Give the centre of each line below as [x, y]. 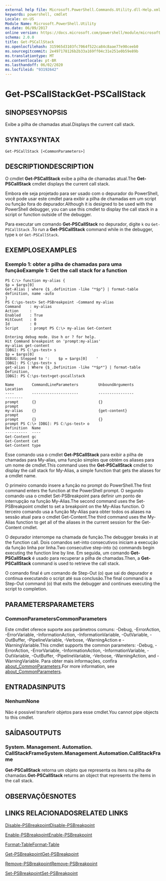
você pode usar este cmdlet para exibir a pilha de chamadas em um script [81, 198]
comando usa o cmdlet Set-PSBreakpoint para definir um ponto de [73, 496]
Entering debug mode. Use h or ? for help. [51, 337]
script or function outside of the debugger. [49, 214]
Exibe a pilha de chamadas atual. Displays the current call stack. [70, 124]
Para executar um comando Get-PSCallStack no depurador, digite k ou [78, 224]
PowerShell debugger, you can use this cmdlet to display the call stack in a [81, 209]
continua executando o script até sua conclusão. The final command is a [79, 579]
